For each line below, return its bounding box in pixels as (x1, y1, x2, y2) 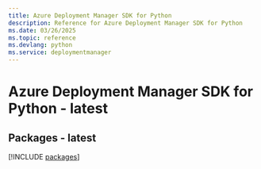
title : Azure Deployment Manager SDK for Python (8, 11, 172, 20)
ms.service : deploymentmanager (8, 48, 112, 56)
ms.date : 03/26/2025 (8, 26, 77, 34)
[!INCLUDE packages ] (8, 152, 80, 161)
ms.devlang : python (8, 41, 73, 49)
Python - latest (8, 100, 109, 117)
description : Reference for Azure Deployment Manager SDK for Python (8, 19, 244, 27)
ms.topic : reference (8, 33, 77, 42)
